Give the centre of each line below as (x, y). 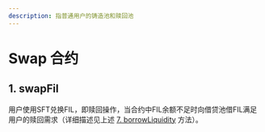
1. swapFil (34, 89)
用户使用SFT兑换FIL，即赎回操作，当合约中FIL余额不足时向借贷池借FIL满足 (133, 109)
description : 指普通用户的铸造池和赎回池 (71, 16)
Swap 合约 (44, 58)
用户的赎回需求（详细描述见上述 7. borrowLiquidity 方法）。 (106, 119)
